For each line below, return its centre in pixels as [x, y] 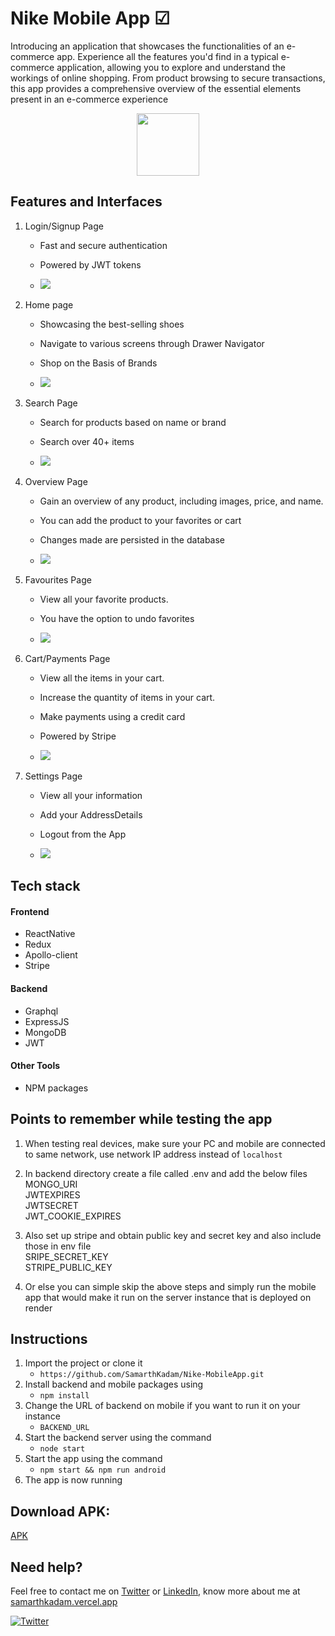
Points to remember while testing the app [141, 1119]
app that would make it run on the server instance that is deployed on [168, 1297]
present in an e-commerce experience [89, 99]
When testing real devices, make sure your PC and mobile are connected [175, 1143]
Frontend [30, 911]
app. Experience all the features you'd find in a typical [167, 56]
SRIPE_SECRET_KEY [66, 1256]
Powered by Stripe [78, 736]
